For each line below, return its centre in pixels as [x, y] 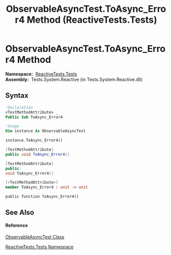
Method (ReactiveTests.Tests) [92, 20]
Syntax [17, 96]
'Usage [12, 126]
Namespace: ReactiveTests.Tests [41, 74]
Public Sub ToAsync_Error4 [34, 117]
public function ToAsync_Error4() [42, 197]
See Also [20, 212]
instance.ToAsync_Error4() [34, 140]
